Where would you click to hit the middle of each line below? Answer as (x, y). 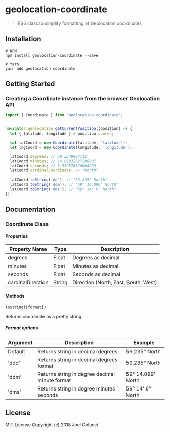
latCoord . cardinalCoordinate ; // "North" (54, 170)
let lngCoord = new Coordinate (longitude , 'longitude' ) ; (71, 147)
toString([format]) (26, 307)
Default (16, 351)
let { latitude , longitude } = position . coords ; (62, 134)
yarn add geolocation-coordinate (40, 69)
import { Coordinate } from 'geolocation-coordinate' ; (64, 115)
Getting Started (30, 84)
